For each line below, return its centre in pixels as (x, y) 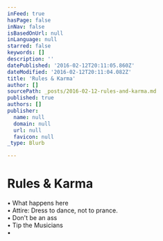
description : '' (31, 59)
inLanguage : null (32, 40)
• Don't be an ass (32, 218)
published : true (31, 98)
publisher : (23, 111)
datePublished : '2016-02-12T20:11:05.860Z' (71, 65)
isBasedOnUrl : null (35, 33)
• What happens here (38, 203)
